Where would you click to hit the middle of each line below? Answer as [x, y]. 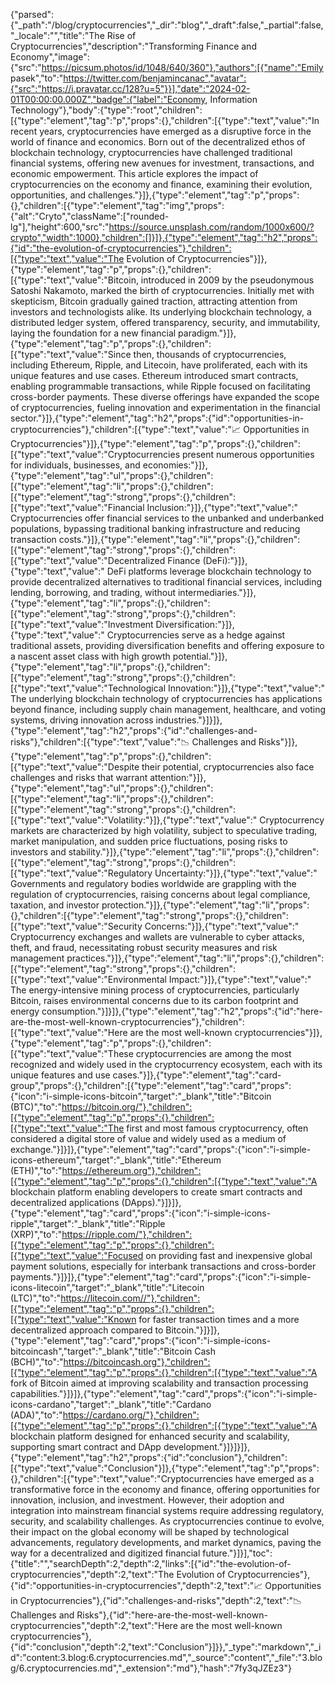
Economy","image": [50, 57]
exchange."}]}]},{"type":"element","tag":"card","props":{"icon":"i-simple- [161, 1149]
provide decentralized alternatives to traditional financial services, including [166, 582]
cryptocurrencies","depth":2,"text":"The [92, 1574]
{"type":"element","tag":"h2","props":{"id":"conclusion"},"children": [149, 1457]
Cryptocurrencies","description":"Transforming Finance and [133, 46]
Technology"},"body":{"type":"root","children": [106, 110]
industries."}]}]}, [189, 720]
